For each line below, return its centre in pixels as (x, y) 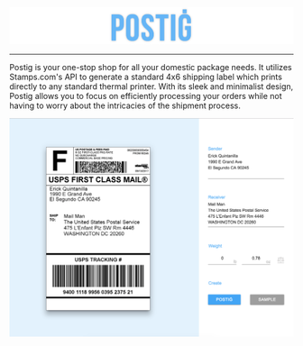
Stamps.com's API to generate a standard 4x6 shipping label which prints (146, 77)
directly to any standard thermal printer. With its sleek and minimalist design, (151, 86)
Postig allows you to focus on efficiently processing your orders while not (146, 96)
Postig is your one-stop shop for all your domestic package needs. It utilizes (151, 67)
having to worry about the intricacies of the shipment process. (125, 105)
